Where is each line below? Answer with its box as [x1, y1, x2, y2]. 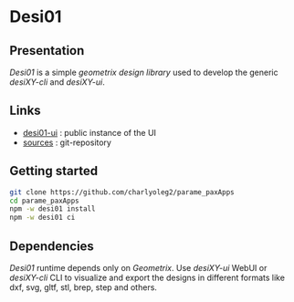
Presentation [9, 43, 85, 58]
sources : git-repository [22, 137, 112, 148]
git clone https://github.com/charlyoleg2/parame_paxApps [9, 187, 235, 197]
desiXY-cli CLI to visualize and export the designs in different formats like [9, 272, 286, 283]
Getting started [9, 163, 99, 179]
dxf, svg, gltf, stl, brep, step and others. [9, 281, 158, 293]
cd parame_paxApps [9, 196, 79, 205]
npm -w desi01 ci [9, 213, 76, 223]
